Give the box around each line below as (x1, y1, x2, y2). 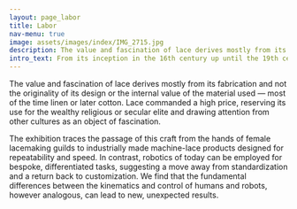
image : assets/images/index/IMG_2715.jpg (9, 37, 164, 47)
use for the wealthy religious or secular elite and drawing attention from (9, 107, 270, 117)
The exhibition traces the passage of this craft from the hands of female (9, 134, 271, 143)
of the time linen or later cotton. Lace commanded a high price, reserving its (9, 97, 286, 107)
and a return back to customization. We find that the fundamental (9, 171, 247, 182)
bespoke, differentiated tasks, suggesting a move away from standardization (9, 161, 288, 172)
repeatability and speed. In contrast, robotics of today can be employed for (9, 152, 283, 162)
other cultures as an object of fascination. (9, 116, 162, 127)
